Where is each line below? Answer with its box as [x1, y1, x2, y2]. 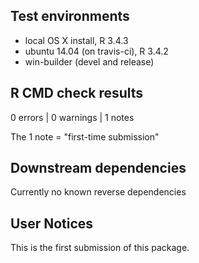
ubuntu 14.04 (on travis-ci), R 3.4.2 [24, 45, 169, 57]
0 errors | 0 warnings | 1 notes [10, 111, 135, 123]
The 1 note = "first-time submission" [10, 130, 160, 143]
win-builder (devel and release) [24, 55, 155, 68]
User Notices [10, 215, 94, 232]
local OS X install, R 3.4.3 [24, 34, 129, 46]
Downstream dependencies [10, 160, 187, 177]
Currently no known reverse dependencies [10, 186, 187, 198]
